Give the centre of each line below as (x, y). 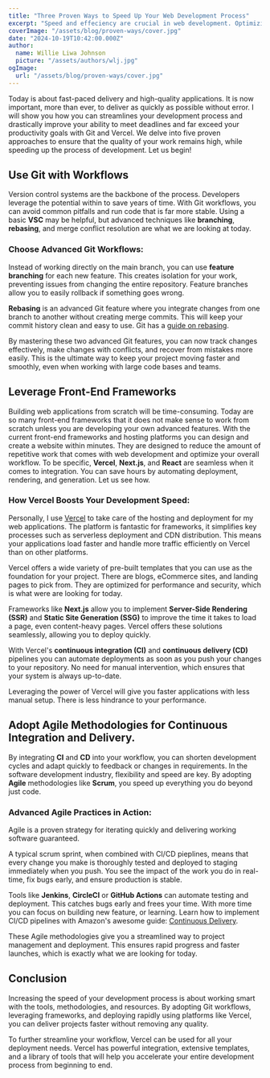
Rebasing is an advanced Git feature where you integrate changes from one (134, 308)
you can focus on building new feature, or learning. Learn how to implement (134, 912)
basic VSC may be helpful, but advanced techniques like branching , (121, 220)
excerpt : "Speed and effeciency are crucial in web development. (120, 23)
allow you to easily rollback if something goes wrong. (96, 292)
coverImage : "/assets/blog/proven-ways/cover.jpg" (95, 31)
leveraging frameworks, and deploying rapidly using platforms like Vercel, (130, 1015)
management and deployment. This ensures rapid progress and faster (124, 944)
